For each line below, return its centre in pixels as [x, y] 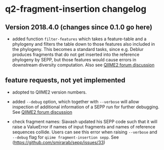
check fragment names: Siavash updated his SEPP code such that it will [85, 122]
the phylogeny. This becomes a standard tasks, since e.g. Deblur [78, 49]
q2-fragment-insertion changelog [76, 9]
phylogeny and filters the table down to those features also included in [83, 44]
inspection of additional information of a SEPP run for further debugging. [86, 107]
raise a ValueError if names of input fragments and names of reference [84, 126]
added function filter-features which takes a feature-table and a [79, 39]
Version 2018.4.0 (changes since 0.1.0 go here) [79, 27]
